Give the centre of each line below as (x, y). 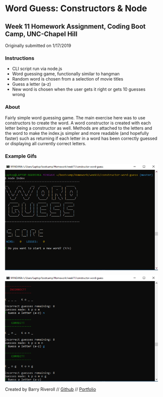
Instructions (20, 58)
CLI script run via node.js (37, 69)
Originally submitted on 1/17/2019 (38, 46)
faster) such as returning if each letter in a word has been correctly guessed (81, 138)
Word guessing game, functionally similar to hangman (66, 74)
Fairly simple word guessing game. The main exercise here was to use (75, 117)
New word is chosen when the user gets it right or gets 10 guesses (79, 89)
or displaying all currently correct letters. (46, 143)
